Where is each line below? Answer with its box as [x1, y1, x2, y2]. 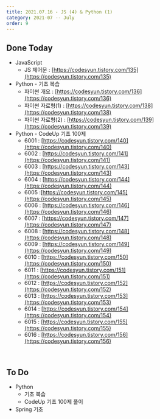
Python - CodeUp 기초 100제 [15, 130, 86, 138]
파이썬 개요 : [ [24, 88, 57, 95]
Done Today [6, 43, 53, 53]
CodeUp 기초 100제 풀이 [24, 398, 83, 405]
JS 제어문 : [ [24, 66, 54, 74]
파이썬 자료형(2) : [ [24, 116, 69, 124]
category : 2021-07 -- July [6, 15, 75, 21]
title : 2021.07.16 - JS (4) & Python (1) [6, 9, 113, 15]
